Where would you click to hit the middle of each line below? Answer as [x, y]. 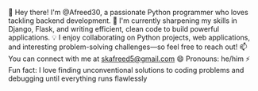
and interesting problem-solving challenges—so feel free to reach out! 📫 [128, 47]
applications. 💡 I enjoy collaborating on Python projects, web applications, [129, 37]
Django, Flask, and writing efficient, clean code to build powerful [114, 29]
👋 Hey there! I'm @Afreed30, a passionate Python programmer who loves [128, 12]
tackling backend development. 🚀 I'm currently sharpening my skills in [123, 21]
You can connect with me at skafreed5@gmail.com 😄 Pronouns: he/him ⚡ [129, 59]
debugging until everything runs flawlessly [78, 78]
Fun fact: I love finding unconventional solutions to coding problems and [126, 70]
